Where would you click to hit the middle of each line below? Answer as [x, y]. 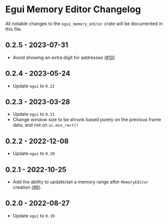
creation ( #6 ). [27, 187]
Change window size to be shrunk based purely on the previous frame [87, 120]
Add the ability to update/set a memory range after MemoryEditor [81, 182]
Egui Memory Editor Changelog [73, 9]
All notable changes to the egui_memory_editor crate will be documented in [84, 24]
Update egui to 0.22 [34, 86]
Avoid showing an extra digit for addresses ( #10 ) [64, 57]
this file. [14, 29]
